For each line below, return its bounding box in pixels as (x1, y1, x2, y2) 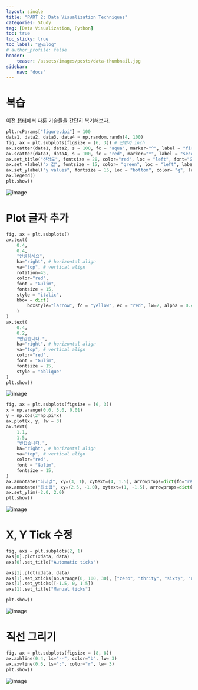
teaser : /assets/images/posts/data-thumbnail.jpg (16, 58, 141, 64)
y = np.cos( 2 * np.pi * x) (6, 413, 62, 419)
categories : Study (6, 19, 51, 25)
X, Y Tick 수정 (6, 528, 73, 542)
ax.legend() (6, 172, 35, 179)
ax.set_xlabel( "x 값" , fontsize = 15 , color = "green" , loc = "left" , (6, 162, 180, 168)
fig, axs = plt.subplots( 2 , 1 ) (6, 548, 83, 554)
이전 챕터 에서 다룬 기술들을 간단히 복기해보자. (6, 117, 110, 124)
